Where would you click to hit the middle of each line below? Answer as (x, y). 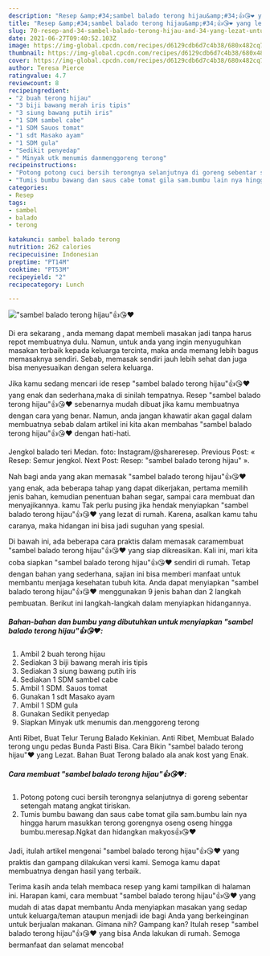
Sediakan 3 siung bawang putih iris (78, 671)
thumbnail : (27, 53)
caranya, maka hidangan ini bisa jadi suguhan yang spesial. (106, 526)
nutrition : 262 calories (50, 247)
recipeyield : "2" (37, 277)
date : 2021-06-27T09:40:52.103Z (62, 38)
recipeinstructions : (43, 166)
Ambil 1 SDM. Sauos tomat (63, 688)
